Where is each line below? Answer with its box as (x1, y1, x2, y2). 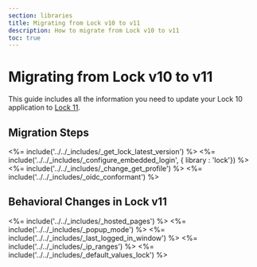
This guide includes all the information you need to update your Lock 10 (8, 95, 243, 104)
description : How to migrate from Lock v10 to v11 (8, 26, 180, 34)
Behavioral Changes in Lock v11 (8, 195, 167, 209)
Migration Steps (8, 126, 90, 139)
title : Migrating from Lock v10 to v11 (8, 19, 141, 27)
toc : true (8, 33, 41, 42)
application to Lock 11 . (8, 103, 81, 112)
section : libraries (8, 11, 73, 20)
